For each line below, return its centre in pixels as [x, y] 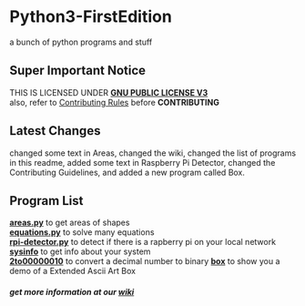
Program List [46, 201]
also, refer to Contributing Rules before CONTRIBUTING [115, 102]
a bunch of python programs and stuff [81, 42]
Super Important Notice [78, 71]
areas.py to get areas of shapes [70, 223]
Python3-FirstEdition [91, 17]
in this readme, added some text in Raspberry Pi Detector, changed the [142, 162]
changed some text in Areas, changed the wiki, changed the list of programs [153, 153]
